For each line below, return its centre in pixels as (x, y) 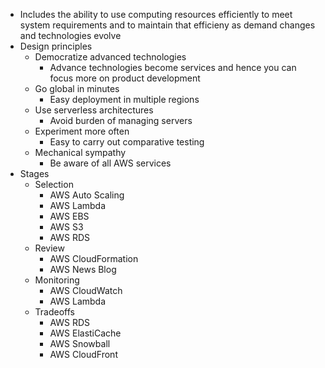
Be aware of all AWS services (110, 163)
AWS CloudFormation (94, 258)
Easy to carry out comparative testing (127, 142)
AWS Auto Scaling (87, 195)
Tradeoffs (54, 312)
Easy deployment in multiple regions (124, 99)
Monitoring (57, 280)
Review (49, 248)
